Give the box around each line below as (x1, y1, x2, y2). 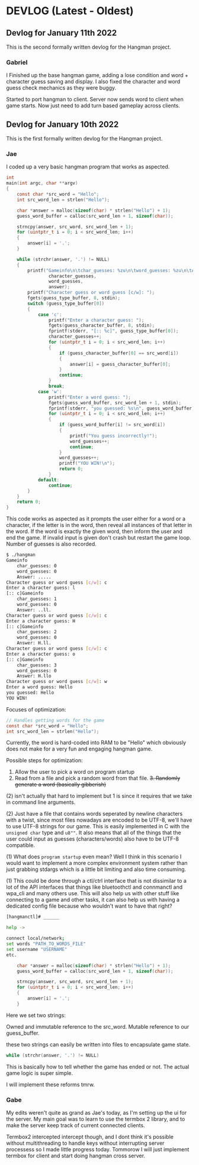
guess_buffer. (6, 1029, 40, 1036)
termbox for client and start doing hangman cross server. (6, 1152, 146, 1159)
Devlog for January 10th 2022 (6, 119, 119, 129)
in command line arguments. (6, 799, 76, 806)
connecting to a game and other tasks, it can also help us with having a (6, 896, 179, 904)
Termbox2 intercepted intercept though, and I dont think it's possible (6, 1133, 174, 1140)
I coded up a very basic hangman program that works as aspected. (6, 163, 170, 170)
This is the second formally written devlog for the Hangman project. (6, 43, 172, 50)
